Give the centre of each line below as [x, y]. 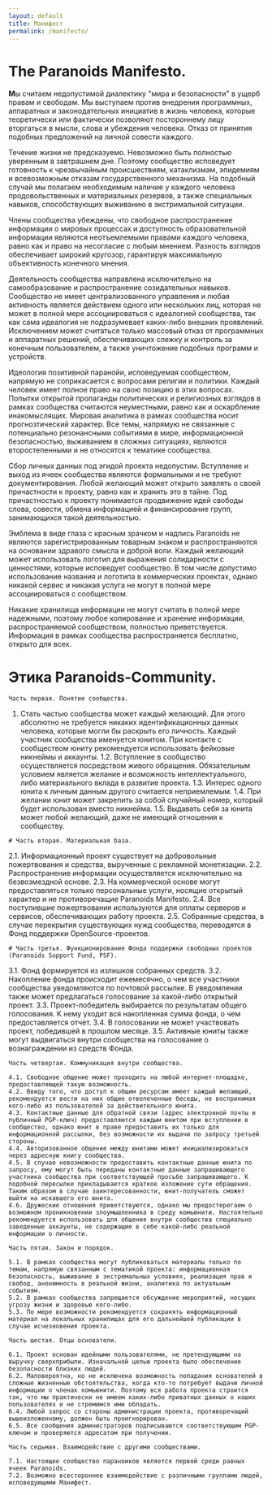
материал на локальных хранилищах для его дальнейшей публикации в [125, 1319]
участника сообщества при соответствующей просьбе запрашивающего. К [129, 1177]
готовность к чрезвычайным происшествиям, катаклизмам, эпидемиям [134, 170]
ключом [19, 1433]
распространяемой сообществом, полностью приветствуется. [118, 627]
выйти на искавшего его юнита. [61, 1198]
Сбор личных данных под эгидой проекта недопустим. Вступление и [129, 466]
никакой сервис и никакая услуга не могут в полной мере [110, 585]
